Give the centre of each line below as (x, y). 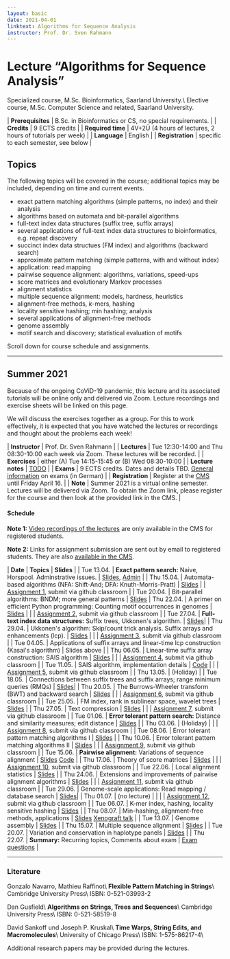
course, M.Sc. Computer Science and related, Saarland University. (101, 108)
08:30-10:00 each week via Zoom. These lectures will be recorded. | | (105, 453)
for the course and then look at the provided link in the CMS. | (94, 497)
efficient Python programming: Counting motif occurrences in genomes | (110, 607)
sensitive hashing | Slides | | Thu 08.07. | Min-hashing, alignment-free (105, 811)
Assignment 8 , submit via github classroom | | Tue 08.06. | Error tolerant (109, 731)
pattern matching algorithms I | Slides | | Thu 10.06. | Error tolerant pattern (111, 738)
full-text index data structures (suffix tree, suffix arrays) (95, 223)
